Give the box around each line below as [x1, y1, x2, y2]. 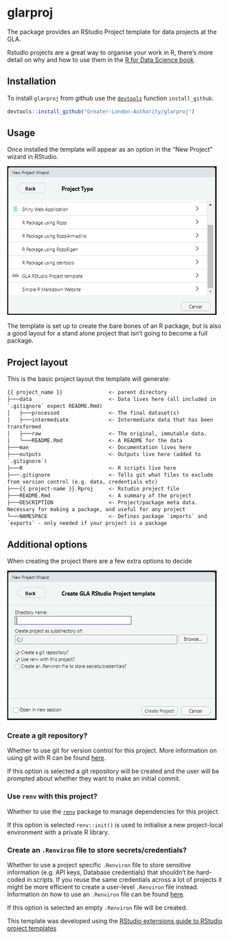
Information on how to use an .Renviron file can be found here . [7, 890, 185, 898]
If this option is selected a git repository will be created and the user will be [7, 767, 220, 776]
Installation [7, 76, 56, 87]
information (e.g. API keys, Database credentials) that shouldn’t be [7, 868, 195, 876]
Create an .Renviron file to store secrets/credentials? [7, 845, 187, 855]
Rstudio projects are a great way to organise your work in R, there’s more [7, 48, 214, 56]
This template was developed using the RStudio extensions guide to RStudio [7, 916, 223, 925]
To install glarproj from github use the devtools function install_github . [7, 94, 214, 102]
